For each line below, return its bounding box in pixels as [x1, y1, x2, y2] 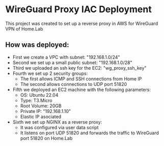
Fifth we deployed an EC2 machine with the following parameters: [12, 86, 151, 93]
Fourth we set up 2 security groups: [12, 70, 88, 76]
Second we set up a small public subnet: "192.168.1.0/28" [12, 60, 132, 66]
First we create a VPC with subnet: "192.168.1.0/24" [12, 54, 121, 60]
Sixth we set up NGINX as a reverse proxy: [12, 119, 102, 125]
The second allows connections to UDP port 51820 [20, 81, 127, 87]
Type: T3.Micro [20, 97, 52, 103]
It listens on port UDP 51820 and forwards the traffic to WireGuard [20, 130, 159, 136]
